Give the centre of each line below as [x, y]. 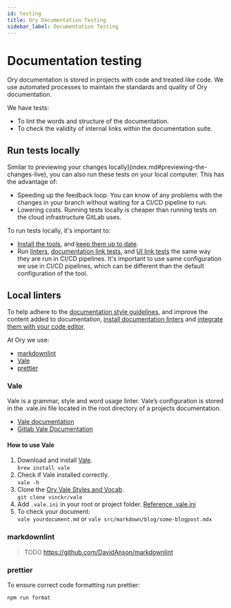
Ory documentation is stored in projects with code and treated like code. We [115, 80]
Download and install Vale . [55, 460]
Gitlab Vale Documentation [55, 429]
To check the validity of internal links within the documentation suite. [114, 129]
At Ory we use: [28, 340]
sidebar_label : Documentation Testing [63, 26]
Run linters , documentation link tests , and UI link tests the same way [114, 251]
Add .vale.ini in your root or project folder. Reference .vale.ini [107, 504]
